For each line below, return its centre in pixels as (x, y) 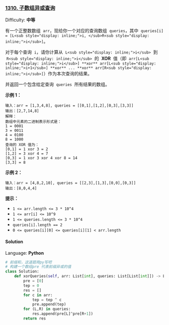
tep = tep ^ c (47, 300)
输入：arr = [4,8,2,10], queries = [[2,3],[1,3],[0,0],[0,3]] (71, 183)
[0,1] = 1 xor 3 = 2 (27, 149)
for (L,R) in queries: (47, 309)
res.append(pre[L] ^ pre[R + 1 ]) (63, 314)
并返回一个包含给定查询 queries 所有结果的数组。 (57, 84)
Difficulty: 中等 (20, 20)
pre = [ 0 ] (33, 281)
